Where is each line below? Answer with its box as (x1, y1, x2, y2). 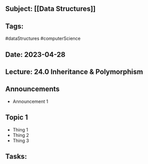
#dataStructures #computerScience (5, 36, 81, 42)
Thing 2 (12, 132, 29, 138)
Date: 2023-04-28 (5, 50, 65, 59)
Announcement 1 (12, 98, 48, 104)
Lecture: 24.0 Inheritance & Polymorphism (5, 67, 143, 76)
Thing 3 (12, 138, 29, 144)
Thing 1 (12, 126, 28, 132)
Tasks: (5, 152, 27, 160)
